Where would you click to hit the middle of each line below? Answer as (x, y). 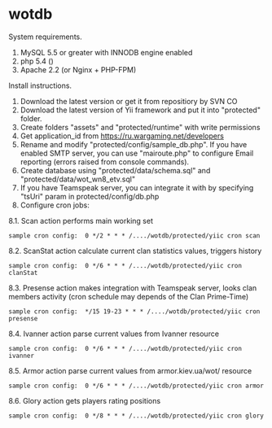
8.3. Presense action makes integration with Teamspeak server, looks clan (133, 288)
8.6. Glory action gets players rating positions (85, 400)
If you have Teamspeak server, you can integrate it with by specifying (137, 187)
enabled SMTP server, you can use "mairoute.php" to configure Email (137, 153)
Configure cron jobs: (55, 205)
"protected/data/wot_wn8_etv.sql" (78, 179)
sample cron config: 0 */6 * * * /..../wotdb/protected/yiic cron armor (136, 386)
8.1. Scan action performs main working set (81, 221)
